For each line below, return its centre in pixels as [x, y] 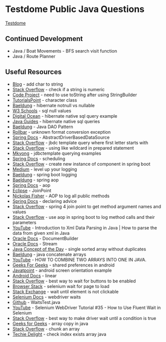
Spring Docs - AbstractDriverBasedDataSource [61, 137]
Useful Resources [33, 72]
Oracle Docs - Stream [35, 243]
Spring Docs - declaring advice [44, 201]
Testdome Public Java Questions [75, 9]
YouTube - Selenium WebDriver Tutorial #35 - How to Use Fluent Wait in [86, 307]
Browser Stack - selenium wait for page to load [61, 286]
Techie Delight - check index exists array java [59, 334]
